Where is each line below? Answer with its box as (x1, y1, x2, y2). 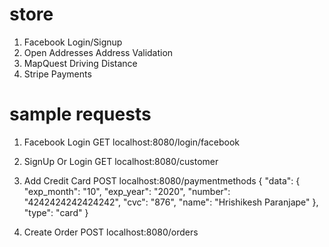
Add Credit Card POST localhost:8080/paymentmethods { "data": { (23, 174, 301, 187)
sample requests (9, 103, 152, 126)
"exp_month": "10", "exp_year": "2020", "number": (23, 185, 231, 197)
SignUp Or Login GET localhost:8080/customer (23, 155, 219, 167)
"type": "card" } (23, 206, 89, 218)
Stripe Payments (23, 68, 92, 80)
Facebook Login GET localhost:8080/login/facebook (23, 136, 241, 148)
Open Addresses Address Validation (23, 46, 174, 58)
